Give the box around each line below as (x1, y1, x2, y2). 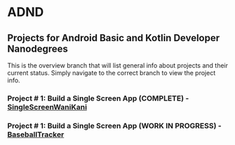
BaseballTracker (7, 130, 65, 139)
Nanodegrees (7, 43, 68, 54)
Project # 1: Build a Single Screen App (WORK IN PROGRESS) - (7, 121, 222, 130)
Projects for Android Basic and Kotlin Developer (7, 32, 220, 44)
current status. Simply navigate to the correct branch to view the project (7, 69, 216, 77)
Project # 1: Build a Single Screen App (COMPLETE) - (7, 93, 189, 103)
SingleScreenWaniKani (7, 102, 88, 112)
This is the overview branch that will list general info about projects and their (7, 61, 229, 70)
